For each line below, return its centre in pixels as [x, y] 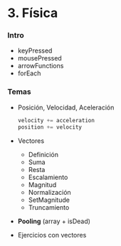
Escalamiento [48, 177]
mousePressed [40, 58]
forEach [29, 73]
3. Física [33, 13]
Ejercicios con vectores [52, 235]
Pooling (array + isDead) [54, 221]
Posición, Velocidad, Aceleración [66, 107]
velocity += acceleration [56, 120]
